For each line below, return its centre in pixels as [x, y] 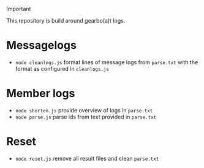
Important [19, 9]
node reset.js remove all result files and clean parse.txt [87, 158]
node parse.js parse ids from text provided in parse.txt [86, 117]
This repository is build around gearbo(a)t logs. [66, 20]
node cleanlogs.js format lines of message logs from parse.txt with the [107, 62]
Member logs [41, 93]
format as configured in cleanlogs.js [62, 68]
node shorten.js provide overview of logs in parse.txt [84, 110]
